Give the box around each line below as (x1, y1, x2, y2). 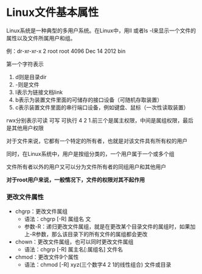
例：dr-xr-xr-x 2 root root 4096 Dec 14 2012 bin (6, 47, 126, 55)
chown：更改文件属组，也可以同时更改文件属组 (15, 238, 134, 245)
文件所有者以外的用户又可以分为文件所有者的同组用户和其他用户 (6, 163, 166, 170)
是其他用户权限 (6, 124, 44, 132)
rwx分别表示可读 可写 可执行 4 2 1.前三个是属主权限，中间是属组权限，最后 (6, 116, 193, 124)
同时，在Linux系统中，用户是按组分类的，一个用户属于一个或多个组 (6, 150, 175, 157)
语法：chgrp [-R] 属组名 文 (24, 216, 91, 223)
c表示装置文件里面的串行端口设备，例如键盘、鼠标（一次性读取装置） (15, 104, 189, 111)
